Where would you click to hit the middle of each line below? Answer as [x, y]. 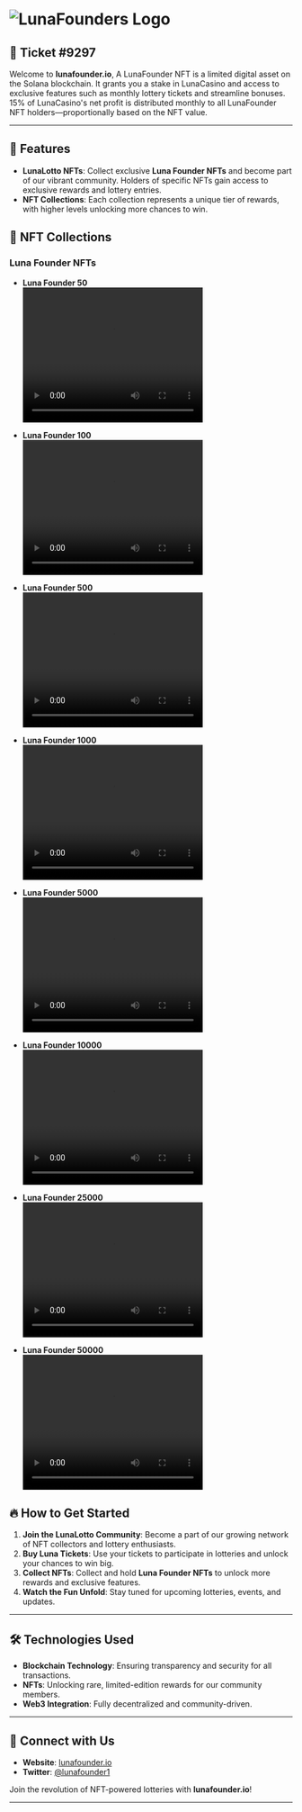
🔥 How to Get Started [70, 1513]
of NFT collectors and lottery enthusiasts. [99, 1545]
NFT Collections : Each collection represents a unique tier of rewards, [151, 199]
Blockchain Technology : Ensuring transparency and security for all [147, 1666]
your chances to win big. [68, 1564]
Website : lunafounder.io [67, 1762]
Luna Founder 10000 [62, 1045]
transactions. [47, 1675]
